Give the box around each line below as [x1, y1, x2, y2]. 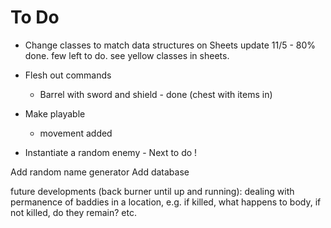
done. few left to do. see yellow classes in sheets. [24, 49, 230, 61]
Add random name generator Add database [10, 166, 190, 178]
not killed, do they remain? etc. [10, 206, 137, 218]
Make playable [24, 107, 86, 120]
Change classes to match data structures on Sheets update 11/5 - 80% [24, 39, 317, 51]
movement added [39, 127, 113, 139]
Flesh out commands [24, 69, 112, 81]
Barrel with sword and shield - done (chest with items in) [39, 88, 273, 100]
